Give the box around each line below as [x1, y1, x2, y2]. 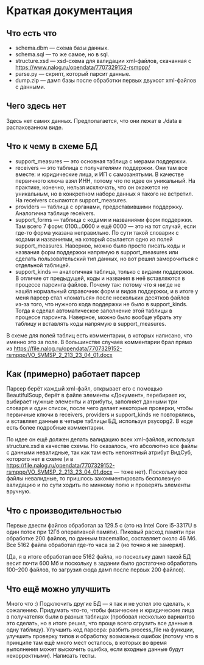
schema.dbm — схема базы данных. [15, 44, 110, 51]
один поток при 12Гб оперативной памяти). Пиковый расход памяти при [6, 528, 195, 535]
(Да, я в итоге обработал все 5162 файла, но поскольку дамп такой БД [6, 553, 191, 560]
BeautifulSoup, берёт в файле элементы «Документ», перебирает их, [6, 392, 187, 399]
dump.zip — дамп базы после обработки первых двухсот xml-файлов [15, 77, 197, 84]
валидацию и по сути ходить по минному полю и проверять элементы [6, 481, 191, 489]
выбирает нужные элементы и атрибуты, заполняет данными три [6, 398, 178, 405]
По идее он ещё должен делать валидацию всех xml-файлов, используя [6, 436, 195, 443]
